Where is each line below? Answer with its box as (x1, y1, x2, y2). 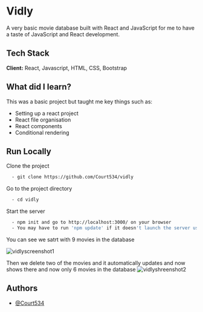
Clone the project (6, 162, 50, 170)
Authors (6, 283, 38, 294)
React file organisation (14, 116, 71, 123)
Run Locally (6, 146, 51, 157)
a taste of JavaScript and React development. (6, 30, 120, 37)
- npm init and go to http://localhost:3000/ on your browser (11, 219, 172, 226)
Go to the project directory (6, 185, 72, 192)
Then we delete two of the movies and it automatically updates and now (6, 259, 185, 267)
